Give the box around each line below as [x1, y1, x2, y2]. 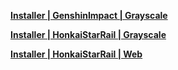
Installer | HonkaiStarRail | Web [10, 48, 143, 60]
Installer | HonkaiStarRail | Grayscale [10, 29, 167, 40]
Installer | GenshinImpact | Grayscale [10, 10, 168, 21]
